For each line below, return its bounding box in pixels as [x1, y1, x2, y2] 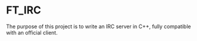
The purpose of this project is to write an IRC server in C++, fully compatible [6, 23, 191, 30]
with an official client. [6, 29, 58, 36]
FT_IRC [6, 4, 41, 17]
